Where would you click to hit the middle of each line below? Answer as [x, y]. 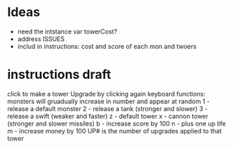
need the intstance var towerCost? [67, 31]
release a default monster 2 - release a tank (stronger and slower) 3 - [108, 108]
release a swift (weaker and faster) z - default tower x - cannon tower [108, 116]
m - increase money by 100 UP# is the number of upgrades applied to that [115, 131]
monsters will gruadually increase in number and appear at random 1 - [109, 101]
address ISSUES [41, 38]
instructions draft [59, 75]
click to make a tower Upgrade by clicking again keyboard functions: [106, 94]
